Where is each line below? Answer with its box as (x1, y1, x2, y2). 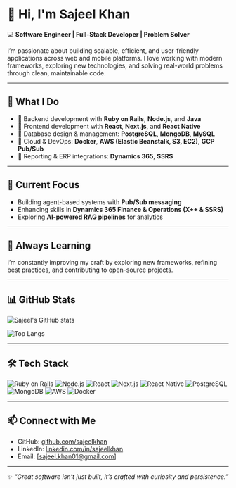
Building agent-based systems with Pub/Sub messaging (17, 197, 182, 206)
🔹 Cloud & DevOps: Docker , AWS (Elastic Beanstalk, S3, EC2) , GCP (17, 137, 215, 145)
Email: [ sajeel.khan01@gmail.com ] (17, 452, 117, 461)
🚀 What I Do (7, 96, 60, 108)
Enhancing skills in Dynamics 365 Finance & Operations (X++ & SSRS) (17, 205, 223, 213)
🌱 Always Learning (7, 239, 91, 251)
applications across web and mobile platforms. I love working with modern (7, 54, 223, 62)
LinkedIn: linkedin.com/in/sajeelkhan (17, 444, 124, 453)
